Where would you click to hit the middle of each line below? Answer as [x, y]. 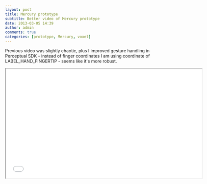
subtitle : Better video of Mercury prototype [52, 19]
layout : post [18, 10]
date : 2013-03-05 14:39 [29, 23]
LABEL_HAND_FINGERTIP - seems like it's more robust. [61, 61]
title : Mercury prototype [31, 14]
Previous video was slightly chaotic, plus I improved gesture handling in [77, 51]
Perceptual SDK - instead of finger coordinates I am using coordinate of [78, 56]
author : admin [20, 28]
